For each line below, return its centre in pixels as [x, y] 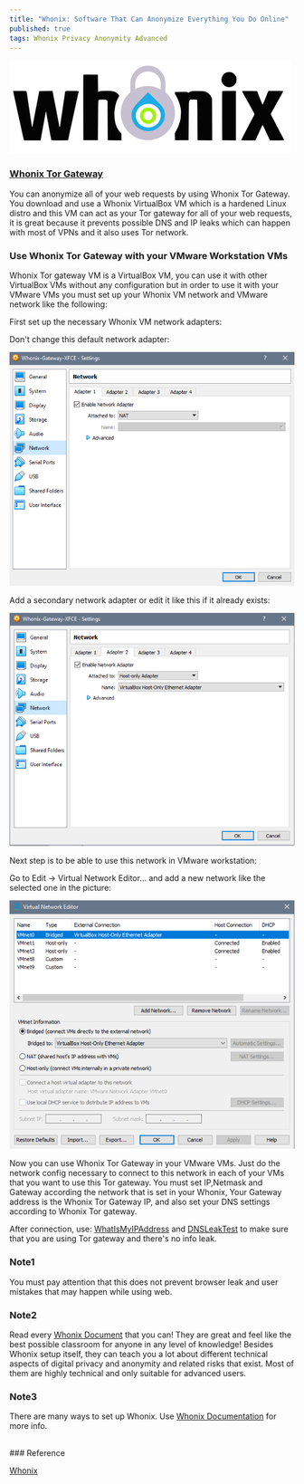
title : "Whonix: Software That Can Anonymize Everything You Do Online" [149, 19]
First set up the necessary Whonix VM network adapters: [116, 321]
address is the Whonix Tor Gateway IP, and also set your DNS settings [140, 1202]
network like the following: [58, 304]
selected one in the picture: [60, 887]
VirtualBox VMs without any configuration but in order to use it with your [144, 284]
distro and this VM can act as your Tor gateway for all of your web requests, [151, 213]
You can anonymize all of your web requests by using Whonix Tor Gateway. [150, 194]
